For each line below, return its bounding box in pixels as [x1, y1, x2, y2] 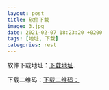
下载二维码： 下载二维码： [7, 76, 80, 84]
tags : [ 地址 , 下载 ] [7, 35, 59, 42]
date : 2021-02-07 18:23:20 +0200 [7, 29, 103, 36]
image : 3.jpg [7, 22, 45, 29]
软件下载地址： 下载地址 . [7, 61, 75, 69]
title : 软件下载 [7, 16, 49, 23]
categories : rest [7, 42, 57, 48]
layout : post [7, 10, 45, 17]
